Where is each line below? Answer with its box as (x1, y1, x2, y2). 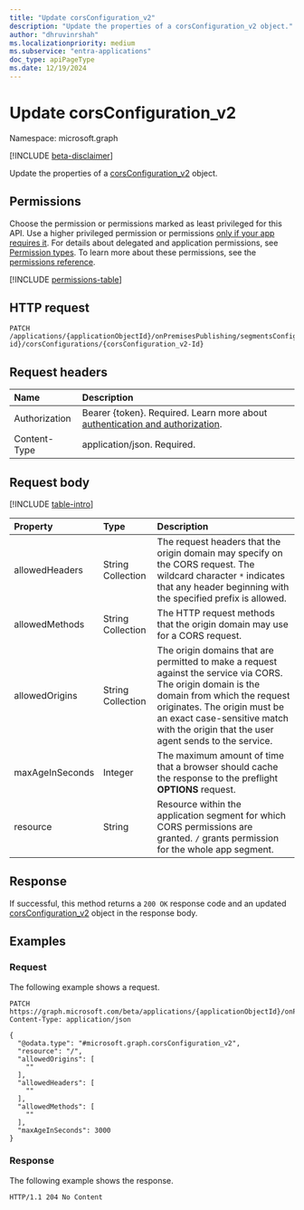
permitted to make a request (157, 655, 278, 668)
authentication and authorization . (81, 418, 223, 431)
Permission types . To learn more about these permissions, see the (9, 246, 256, 258)
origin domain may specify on (157, 547, 283, 559)
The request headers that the (157, 536, 281, 548)
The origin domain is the (157, 678, 261, 691)
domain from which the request (157, 690, 290, 702)
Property (14, 520, 53, 533)
